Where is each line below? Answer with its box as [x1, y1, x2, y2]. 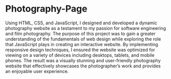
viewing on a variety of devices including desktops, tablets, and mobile [5, 52, 155, 58]
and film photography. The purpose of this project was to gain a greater [5, 30, 156, 36]
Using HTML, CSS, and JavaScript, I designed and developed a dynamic [5, 20, 157, 26]
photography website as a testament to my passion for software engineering [5, 25, 166, 31]
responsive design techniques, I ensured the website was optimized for [5, 47, 156, 53]
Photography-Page [5, 3, 88, 15]
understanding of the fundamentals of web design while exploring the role [5, 36, 161, 42]
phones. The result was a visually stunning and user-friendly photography [5, 57, 161, 63]
